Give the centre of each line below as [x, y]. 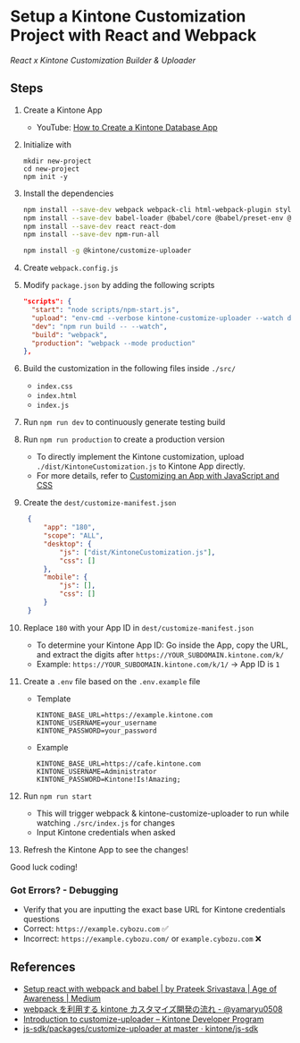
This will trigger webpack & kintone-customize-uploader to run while [162, 813]
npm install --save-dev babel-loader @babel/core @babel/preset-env [153, 218]
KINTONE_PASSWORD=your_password [96, 731]
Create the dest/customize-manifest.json [100, 503]
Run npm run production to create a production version [124, 439]
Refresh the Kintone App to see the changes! [105, 849]
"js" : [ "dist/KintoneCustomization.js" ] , [137, 552]
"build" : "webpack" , [70, 335]
